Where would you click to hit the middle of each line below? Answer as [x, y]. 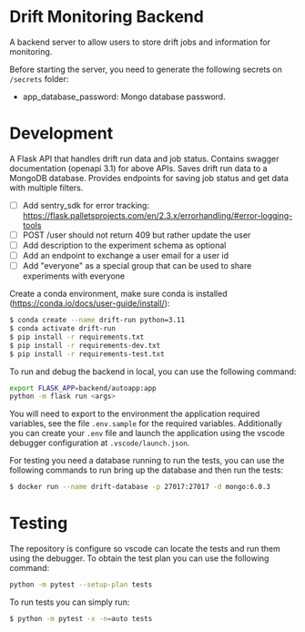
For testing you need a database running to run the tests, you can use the [147, 461]
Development [61, 133]
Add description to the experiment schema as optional [124, 245]
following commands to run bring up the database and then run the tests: [147, 470]
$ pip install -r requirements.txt [77, 337]
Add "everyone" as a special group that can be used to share [137, 266]
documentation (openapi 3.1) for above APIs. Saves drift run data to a [138, 168]
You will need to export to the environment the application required [135, 414]
